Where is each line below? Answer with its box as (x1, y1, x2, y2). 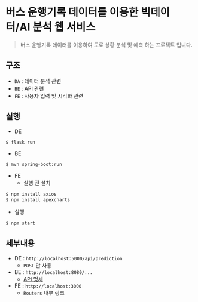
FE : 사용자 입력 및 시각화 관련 (14, 92, 84, 99)
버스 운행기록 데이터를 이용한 (5, 5, 139, 19)
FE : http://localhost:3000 (14, 282, 82, 289)
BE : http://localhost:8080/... (14, 268, 93, 275)
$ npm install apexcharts (5, 197, 70, 203)
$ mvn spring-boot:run (5, 162, 62, 168)
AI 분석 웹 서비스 (19, 20, 96, 34)
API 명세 (23, 275, 43, 282)
